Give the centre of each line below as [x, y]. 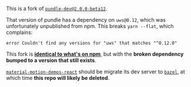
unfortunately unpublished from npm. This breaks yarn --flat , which [90, 26]
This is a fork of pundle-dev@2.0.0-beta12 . [57, 9]
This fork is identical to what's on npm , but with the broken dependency [95, 54]
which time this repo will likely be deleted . [58, 78]
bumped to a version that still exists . [51, 60]
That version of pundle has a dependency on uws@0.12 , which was [86, 20]
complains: [19, 32]
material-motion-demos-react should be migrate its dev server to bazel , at [95, 72]
